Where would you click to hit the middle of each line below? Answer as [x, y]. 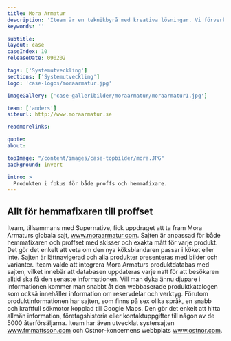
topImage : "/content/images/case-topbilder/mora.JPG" [86, 158]
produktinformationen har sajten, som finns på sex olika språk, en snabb [109, 301]
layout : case [26, 45]
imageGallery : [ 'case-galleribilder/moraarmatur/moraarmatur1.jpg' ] [107, 96]
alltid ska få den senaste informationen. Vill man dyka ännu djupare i [104, 279]
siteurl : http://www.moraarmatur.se [59, 114]
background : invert [35, 165]
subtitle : [21, 39]
